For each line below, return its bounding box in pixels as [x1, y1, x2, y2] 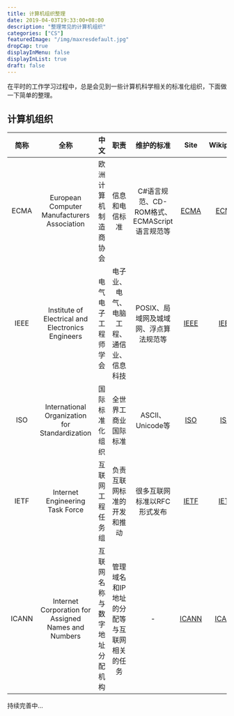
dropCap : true [7, 43, 49, 49]
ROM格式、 [134, 207, 172, 217]
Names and [47, 623, 85, 632]
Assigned [49, 614, 81, 624]
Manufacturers [41, 211, 91, 220]
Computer [49, 201, 82, 211]
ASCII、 [140, 411, 166, 420]
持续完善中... [7, 701, 44, 710]
